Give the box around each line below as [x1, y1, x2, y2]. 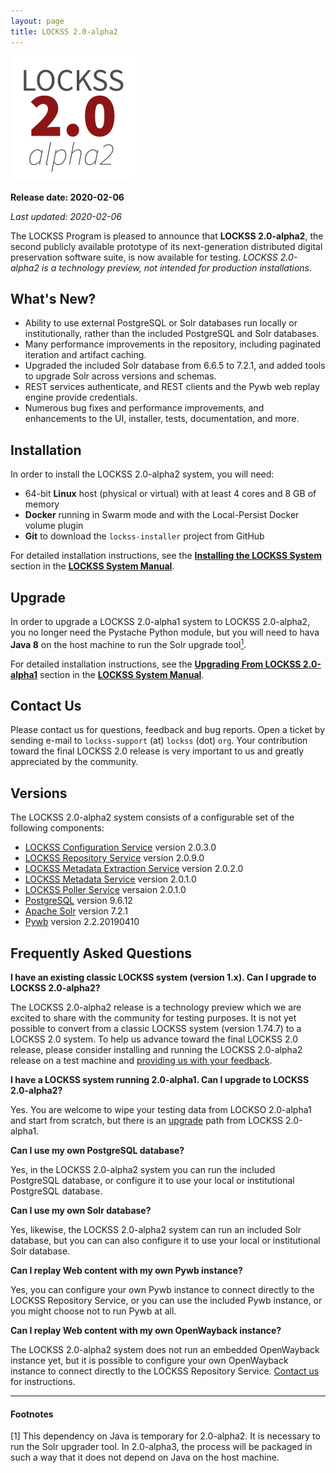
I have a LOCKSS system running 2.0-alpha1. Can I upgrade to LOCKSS [10, 1074, 310, 1086]
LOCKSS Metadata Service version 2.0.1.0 [24, 873, 197, 885]
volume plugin [24, 520, 84, 532]
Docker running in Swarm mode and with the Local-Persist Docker [24, 509, 300, 521]
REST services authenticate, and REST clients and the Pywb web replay [24, 381, 320, 393]
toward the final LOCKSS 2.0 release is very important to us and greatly [10, 745, 305, 757]
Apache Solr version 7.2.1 [24, 905, 129, 917]
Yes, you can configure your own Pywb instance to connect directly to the [10, 1284, 315, 1296]
